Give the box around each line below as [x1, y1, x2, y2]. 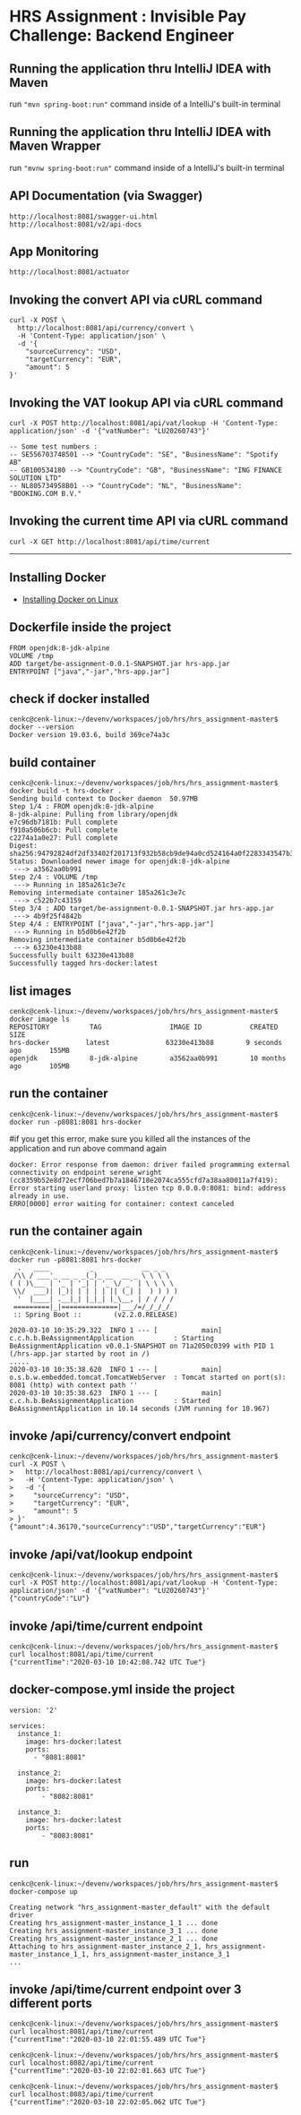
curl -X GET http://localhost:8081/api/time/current [9, 537, 211, 546]
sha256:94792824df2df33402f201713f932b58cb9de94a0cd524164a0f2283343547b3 [9, 849, 295, 859]
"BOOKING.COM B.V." [9, 490, 82, 499]
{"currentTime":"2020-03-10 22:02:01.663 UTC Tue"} [9, 2067, 206, 2076]
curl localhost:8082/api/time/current [9, 2059, 154, 2068]
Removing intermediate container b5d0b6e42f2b [9, 936, 186, 945]
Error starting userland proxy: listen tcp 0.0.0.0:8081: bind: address [9, 1184, 287, 1193]
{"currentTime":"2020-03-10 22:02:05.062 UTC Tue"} [9, 2098, 206, 2107]
